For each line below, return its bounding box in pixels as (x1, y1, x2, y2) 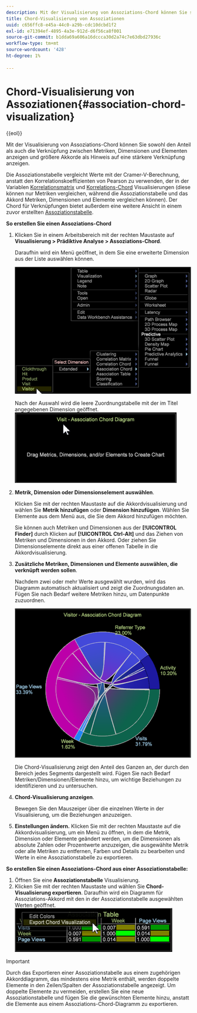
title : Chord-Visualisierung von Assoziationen (6, 15, 125, 22)
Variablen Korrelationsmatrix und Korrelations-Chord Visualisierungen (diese (6, 183, 191, 190)
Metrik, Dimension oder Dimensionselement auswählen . (14, 489, 154, 496)
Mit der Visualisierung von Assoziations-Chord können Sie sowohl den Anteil (6, 141, 192, 148)
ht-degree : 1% (6, 53, 41, 59)
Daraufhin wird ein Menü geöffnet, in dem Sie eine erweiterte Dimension (14, 249, 189, 256)
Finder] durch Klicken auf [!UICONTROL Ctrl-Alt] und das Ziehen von (14, 531, 184, 538)
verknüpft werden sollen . (14, 567, 77, 574)
